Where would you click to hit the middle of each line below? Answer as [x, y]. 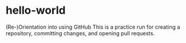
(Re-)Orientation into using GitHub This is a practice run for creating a [93, 27]
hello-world [36, 10]
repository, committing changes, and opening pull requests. [80, 33]
